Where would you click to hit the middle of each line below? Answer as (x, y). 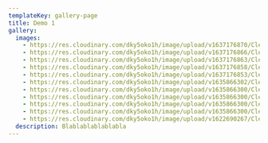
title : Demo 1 (32, 23)
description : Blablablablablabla (71, 126)
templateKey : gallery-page (53, 15)
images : (28, 38)
